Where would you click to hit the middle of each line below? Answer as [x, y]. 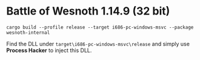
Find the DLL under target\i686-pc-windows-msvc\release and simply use [98, 44]
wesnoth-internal [28, 32]
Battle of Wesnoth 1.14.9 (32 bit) [88, 11]
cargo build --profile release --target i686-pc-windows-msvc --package [100, 27]
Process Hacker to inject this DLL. [49, 50]
